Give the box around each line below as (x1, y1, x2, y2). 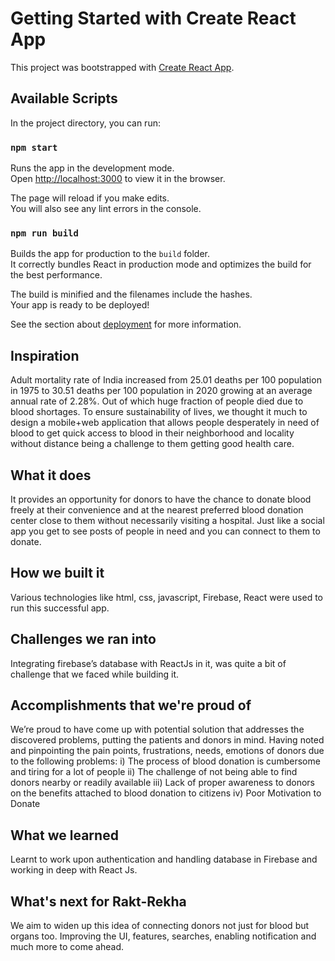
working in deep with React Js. (10, 864, 138, 876)
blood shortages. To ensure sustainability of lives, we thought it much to (10, 406, 308, 418)
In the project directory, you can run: (10, 117, 161, 129)
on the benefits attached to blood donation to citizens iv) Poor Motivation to (10, 787, 322, 799)
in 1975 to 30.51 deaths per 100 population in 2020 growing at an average (10, 385, 313, 397)
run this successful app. (10, 602, 110, 614)
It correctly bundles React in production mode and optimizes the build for (10, 258, 312, 271)
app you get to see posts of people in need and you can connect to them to (10, 525, 321, 537)
